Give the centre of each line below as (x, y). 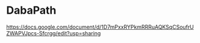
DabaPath (31, 10)
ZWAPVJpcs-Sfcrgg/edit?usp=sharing (54, 33)
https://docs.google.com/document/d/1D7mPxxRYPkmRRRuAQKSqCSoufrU (100, 27)
